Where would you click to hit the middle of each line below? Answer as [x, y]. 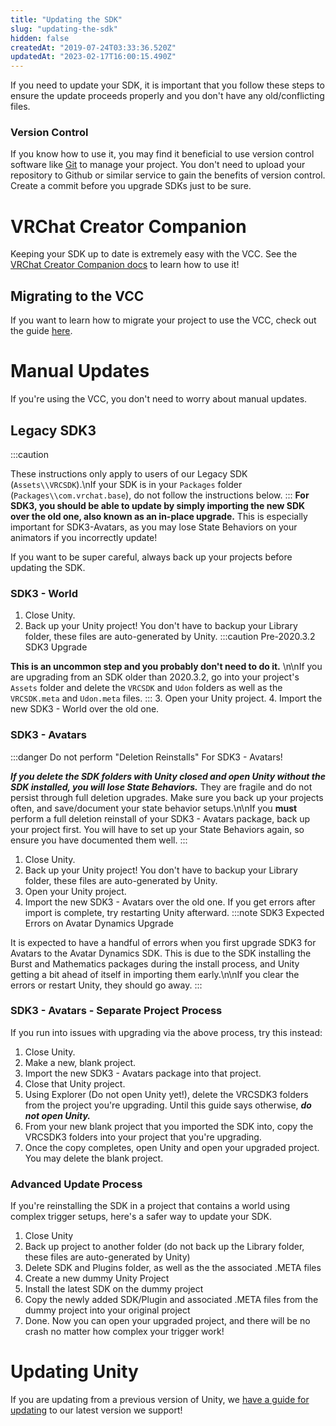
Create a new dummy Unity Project [97, 1278]
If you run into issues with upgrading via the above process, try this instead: [166, 1032]
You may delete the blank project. [94, 1158]
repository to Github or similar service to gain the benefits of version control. [168, 175]
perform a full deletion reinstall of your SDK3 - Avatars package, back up [160, 818]
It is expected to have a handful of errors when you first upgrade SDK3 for [163, 942]
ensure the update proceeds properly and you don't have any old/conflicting [167, 96]
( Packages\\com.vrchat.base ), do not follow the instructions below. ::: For [160, 495]
